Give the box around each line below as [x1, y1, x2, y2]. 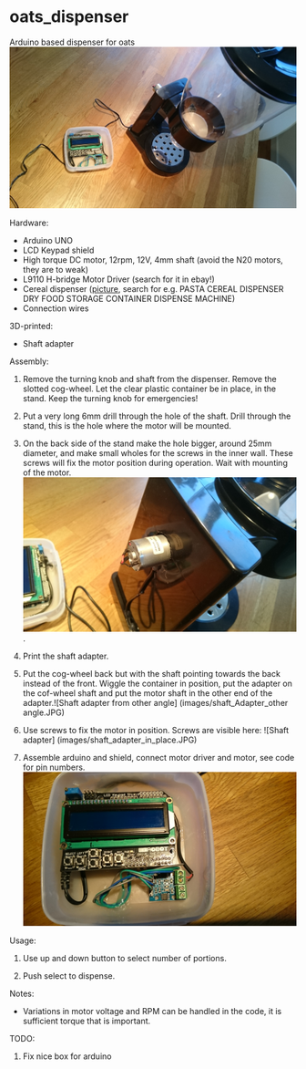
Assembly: [9, 356, 49, 367]
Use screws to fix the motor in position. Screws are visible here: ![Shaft [22, 724, 290, 735]
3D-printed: [9, 321, 54, 332]
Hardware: [9, 217, 49, 229]
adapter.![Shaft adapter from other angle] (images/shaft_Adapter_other [22, 697, 289, 708]
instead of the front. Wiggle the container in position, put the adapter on [22, 678, 293, 689]
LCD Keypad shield [22, 244, 95, 256]
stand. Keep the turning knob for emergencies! [22, 393, 199, 404]
